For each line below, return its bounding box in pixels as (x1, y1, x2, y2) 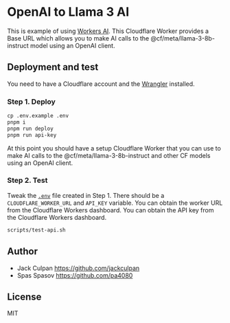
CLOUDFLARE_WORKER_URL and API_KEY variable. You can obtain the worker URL (7, 199, 223, 207)
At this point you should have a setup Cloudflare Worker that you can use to (7, 144, 221, 152)
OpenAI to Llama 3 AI (7, 4, 130, 20)
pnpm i (7, 118, 26, 126)
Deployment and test (7, 61, 99, 73)
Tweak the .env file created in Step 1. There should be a (7, 191, 165, 199)
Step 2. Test (7, 176, 48, 186)
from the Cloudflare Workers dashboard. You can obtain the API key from (7, 205, 214, 214)
